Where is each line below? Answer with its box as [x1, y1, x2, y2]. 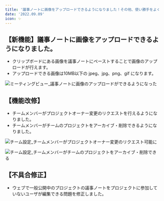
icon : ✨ [5, 16, 21, 21]
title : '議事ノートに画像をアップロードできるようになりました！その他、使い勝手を [5, 7, 154, 12]
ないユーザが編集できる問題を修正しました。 [16, 191, 106, 197]
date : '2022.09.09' [5, 12, 45, 17]
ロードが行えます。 [12, 64, 51, 71]
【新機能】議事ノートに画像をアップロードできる [5, 35, 153, 44]
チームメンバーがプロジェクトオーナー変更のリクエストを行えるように [12, 110, 153, 116]
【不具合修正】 [5, 171, 50, 179]
